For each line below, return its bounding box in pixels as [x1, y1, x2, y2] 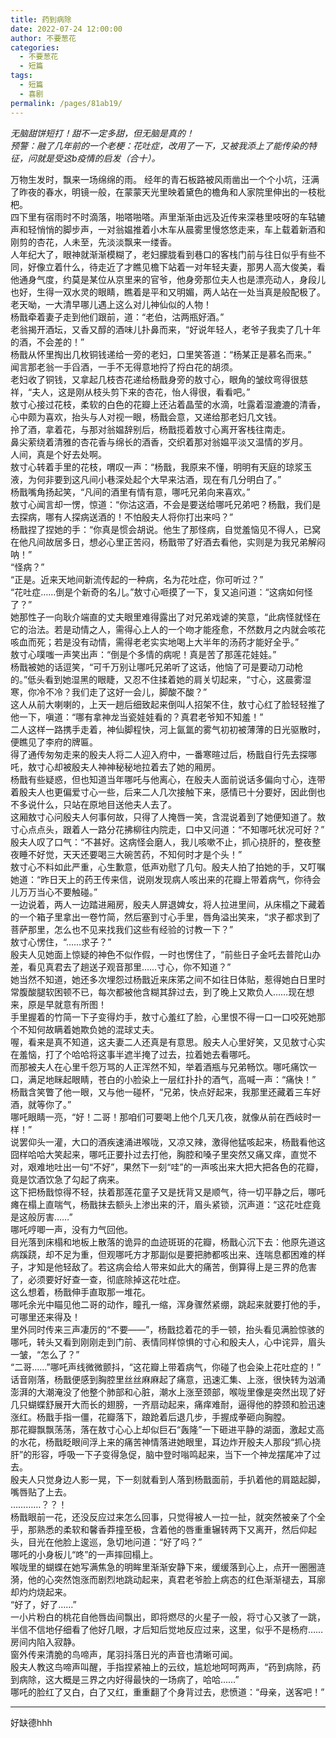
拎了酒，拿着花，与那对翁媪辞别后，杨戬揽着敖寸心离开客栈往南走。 [10, 423, 291, 435]
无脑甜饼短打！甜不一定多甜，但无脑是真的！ [10, 127, 195, 139]
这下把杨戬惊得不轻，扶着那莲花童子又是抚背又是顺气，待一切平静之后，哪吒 [10, 1186, 326, 1198]
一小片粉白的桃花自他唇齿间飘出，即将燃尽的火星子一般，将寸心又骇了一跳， [10, 1611, 326, 1623]
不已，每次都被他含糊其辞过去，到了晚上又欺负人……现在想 [71, 986, 315, 998]
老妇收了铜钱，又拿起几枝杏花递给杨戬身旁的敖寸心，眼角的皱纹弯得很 [10, 373, 300, 385]
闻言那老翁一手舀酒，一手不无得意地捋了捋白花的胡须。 [10, 361, 238, 373]
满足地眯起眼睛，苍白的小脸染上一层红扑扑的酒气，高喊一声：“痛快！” [27, 1073, 317, 1085]
